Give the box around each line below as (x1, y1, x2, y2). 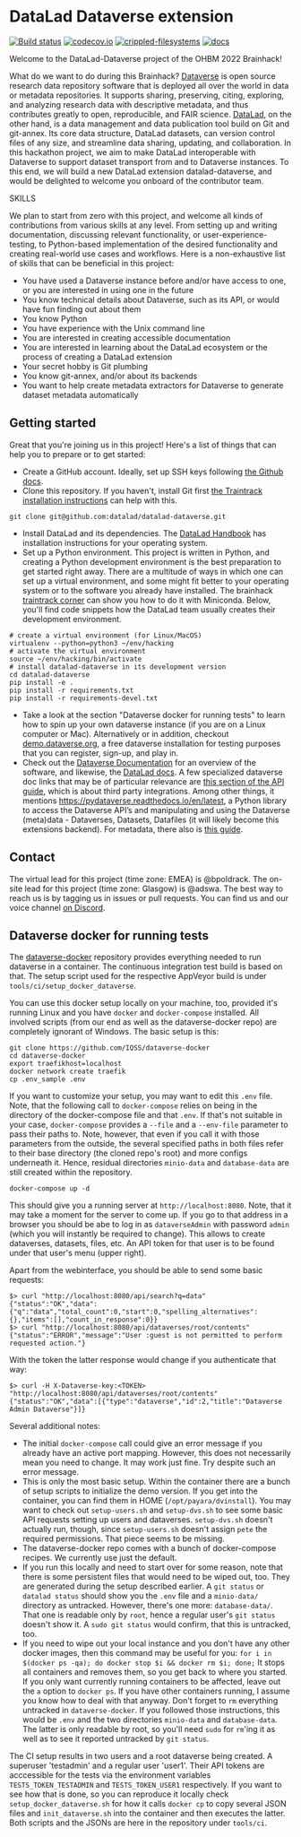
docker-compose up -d (9, 1184, 90, 1193)
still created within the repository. (9, 1167, 133, 1178)
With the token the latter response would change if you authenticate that (9, 1355, 277, 1365)
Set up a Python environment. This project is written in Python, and (21, 547, 271, 558)
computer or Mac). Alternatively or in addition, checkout (21, 728, 229, 739)
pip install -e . (9, 678, 74, 687)
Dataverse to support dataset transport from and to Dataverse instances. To (9, 156, 289, 167)
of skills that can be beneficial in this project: (9, 257, 175, 268)
